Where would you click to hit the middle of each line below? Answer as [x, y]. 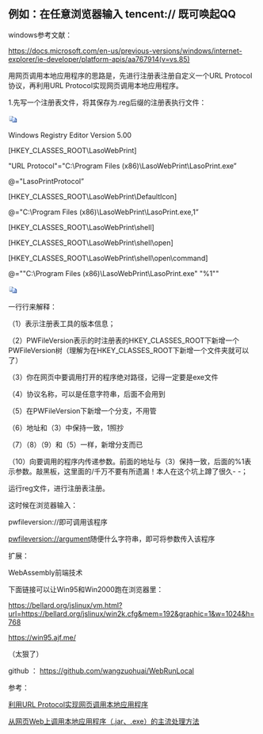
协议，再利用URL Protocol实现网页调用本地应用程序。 [96, 85]
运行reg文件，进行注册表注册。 [59, 488]
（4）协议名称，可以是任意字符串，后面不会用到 [87, 394]
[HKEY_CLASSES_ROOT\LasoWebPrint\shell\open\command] [108, 258]
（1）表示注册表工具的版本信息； [62, 323]
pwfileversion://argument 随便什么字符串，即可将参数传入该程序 [112, 539]
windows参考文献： [40, 35]
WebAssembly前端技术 [46, 572]
